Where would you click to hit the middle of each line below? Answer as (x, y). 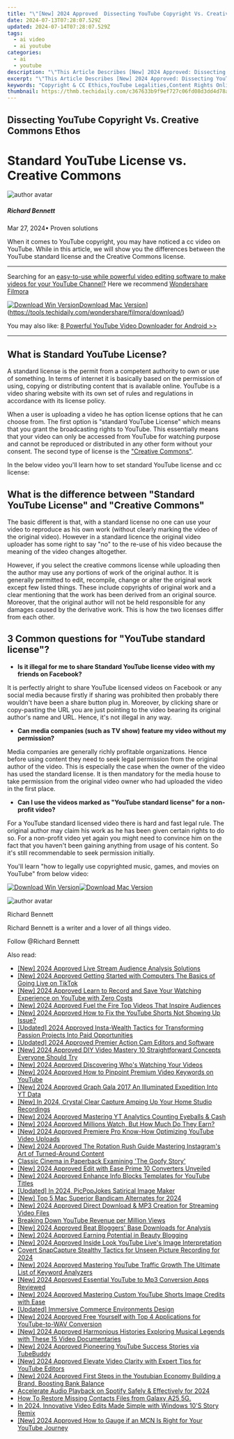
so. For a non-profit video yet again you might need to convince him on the (115, 838)
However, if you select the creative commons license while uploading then (114, 565)
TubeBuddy (34, 1353)
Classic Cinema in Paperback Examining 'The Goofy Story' (101, 1161)
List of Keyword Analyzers (55, 1272)
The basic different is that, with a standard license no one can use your (109, 522)
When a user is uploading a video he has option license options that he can (115, 414)
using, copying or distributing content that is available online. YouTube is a (114, 386)
